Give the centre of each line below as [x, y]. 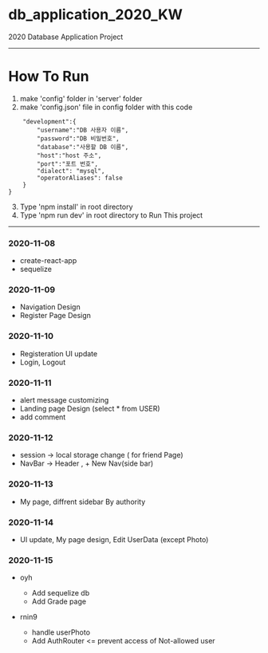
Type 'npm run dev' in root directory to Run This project [111, 215]
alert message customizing [64, 400]
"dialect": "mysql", [71, 171]
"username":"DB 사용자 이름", [83, 130]
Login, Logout [43, 362]
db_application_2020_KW [96, 15]
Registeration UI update [59, 353]
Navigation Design [50, 307]
